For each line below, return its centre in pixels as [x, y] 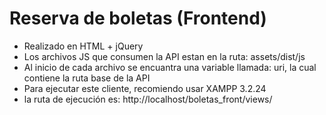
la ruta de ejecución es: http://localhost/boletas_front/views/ [148, 99]
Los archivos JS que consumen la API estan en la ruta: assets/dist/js [164, 56]
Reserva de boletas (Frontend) [138, 18]
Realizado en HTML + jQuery [83, 46]
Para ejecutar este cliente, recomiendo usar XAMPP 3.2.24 [145, 88]
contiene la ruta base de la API [87, 78]
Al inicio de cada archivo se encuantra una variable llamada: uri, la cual [170, 67]
